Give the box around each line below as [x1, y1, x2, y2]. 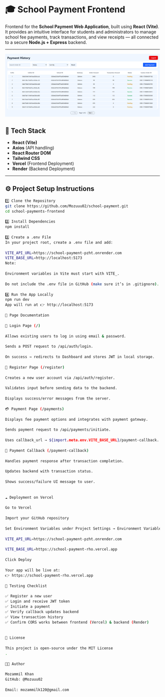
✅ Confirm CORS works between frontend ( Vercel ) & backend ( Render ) [5, 620, 149, 624]
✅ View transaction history [5, 615, 64, 620]
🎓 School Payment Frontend [5, 4, 126, 15]
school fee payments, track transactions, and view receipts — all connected [5, 34, 159, 40]
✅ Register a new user [5, 594, 53, 599]
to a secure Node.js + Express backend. [5, 39, 87, 45]
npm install [5, 224, 29, 229]
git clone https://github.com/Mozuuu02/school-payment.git [5, 203, 129, 209]
